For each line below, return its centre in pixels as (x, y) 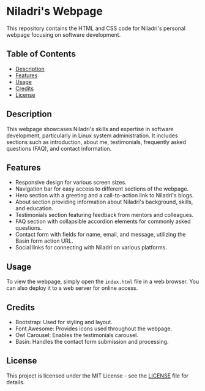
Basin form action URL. (44, 241)
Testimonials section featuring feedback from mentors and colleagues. (104, 215)
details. (16, 382)
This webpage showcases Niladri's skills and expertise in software (90, 129)
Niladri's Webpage (54, 11)
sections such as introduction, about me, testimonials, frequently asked (96, 142)
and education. (34, 208)
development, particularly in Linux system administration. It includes (92, 135)
